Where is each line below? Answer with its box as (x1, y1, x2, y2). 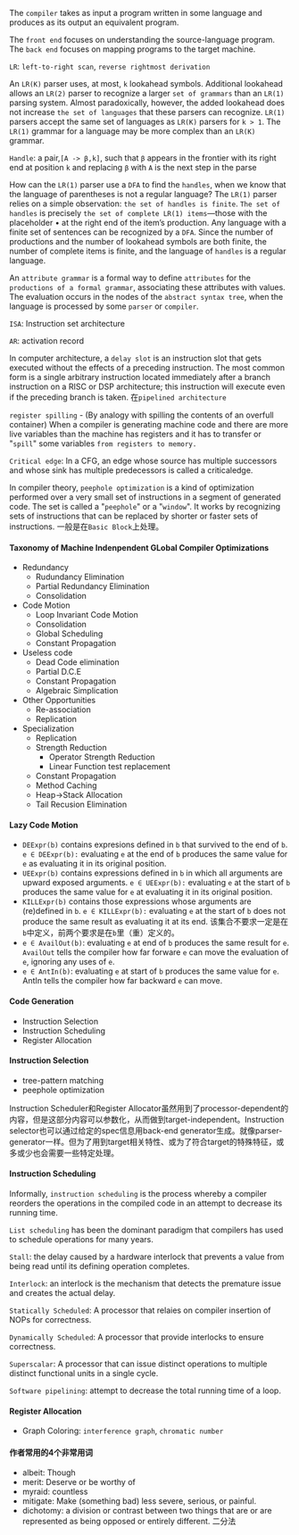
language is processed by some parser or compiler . (9, 301, 199, 311)
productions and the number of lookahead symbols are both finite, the (9, 236, 268, 246)
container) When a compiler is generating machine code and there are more (9, 419, 288, 429)
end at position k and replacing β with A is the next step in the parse (9, 162, 257, 172)
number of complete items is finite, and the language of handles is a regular (9, 245, 287, 256)
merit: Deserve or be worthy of (21, 1477, 136, 1488)
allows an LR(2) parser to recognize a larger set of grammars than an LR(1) (9, 88, 285, 98)
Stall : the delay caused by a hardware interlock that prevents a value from (9, 1251, 285, 1262)
